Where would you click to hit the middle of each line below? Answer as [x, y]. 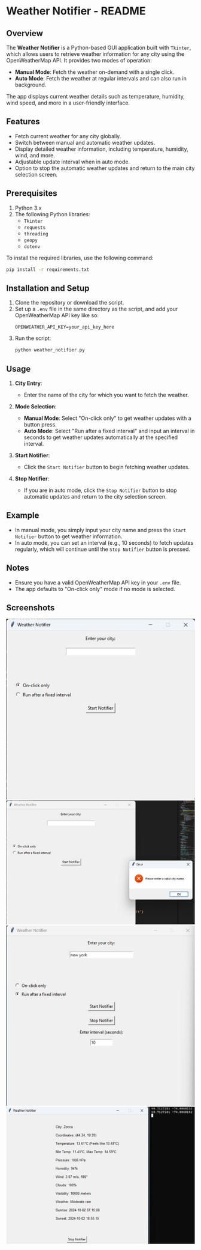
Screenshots [31, 608]
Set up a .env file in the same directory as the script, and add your [96, 309]
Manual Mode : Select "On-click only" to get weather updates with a [107, 418]
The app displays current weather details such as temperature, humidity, [96, 96]
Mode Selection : [36, 406]
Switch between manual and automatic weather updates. [85, 142]
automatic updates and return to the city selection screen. [95, 496]
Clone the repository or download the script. [69, 303]
